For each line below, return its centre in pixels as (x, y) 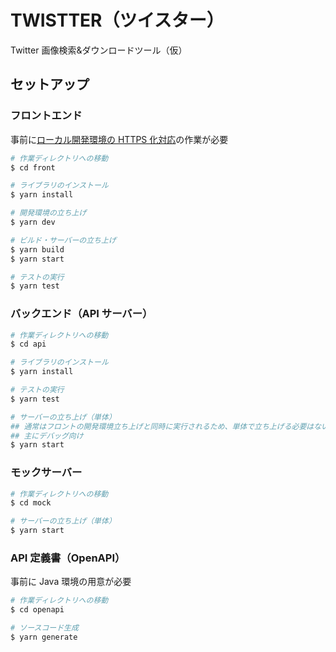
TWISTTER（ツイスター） (117, 20)
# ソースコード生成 (44, 628)
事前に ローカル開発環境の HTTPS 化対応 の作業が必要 (119, 139)
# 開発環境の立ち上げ (48, 213)
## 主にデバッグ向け (47, 436)
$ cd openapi (37, 610)
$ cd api (28, 344)
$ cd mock (31, 503)
